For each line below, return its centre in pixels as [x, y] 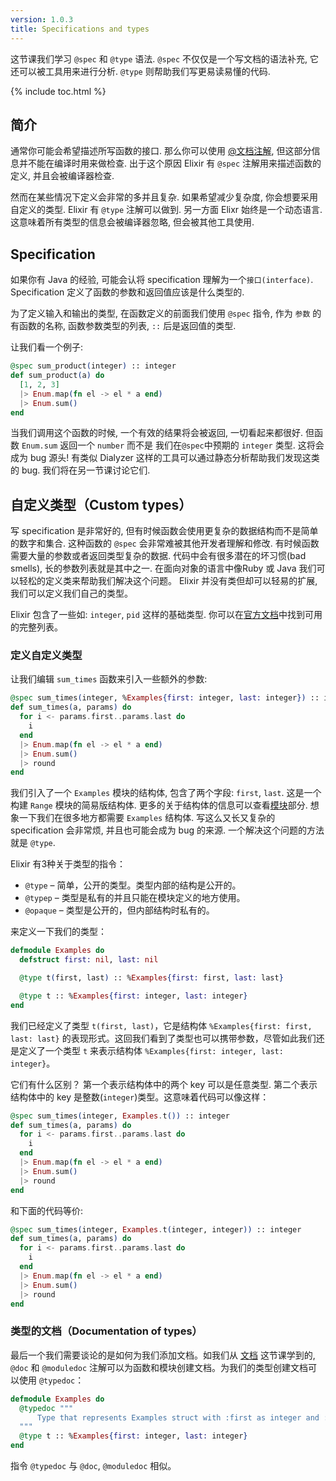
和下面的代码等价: [47, 1210]
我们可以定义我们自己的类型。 [71, 593]
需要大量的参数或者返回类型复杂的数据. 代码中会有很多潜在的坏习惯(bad [158, 556]
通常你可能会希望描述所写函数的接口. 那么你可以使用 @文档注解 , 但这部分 [161, 151]
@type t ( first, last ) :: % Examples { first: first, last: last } [151, 978]
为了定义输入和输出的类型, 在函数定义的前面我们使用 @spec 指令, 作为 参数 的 [166, 313]
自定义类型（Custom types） [101, 504]
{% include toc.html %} [58, 91]
